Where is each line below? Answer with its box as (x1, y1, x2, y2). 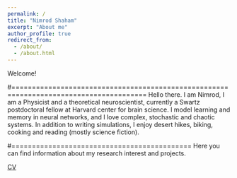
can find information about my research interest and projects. (7, 149, 186, 158)
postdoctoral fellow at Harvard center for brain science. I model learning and (7, 105, 231, 114)
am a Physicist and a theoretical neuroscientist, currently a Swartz (7, 97, 200, 106)
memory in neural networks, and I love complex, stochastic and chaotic (7, 112, 215, 121)
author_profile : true (7, 30, 71, 37)
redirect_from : (7, 37, 52, 44)
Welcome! (7, 69, 37, 78)
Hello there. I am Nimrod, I (148, 90, 225, 99)
